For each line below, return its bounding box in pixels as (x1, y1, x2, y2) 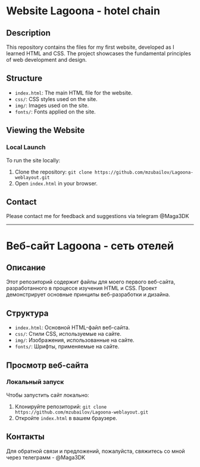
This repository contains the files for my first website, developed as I (6, 43, 174, 51)
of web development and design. (6, 56, 87, 63)
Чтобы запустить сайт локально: (6, 391, 89, 399)
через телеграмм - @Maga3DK (6, 453, 85, 461)
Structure (6, 73, 43, 84)
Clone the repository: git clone (14, 168, 92, 175)
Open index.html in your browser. (14, 179, 98, 187)
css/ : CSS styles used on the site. (14, 95, 98, 102)
